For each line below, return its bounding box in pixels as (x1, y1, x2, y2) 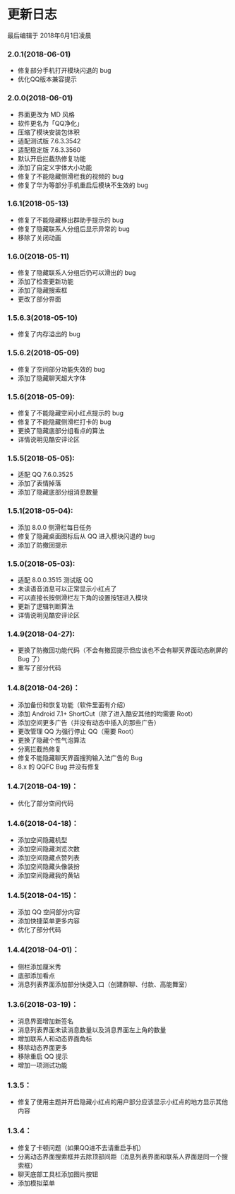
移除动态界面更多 (17, 1043, 68, 1051)
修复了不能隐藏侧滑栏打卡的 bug (17, 418, 112, 426)
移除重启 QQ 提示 (17, 1052, 68, 1060)
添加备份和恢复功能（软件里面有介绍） (17, 700, 129, 709)
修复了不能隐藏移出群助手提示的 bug (17, 215, 124, 224)
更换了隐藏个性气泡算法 (17, 735, 86, 744)
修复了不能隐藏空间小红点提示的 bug (17, 409, 124, 418)
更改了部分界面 (17, 295, 61, 304)
